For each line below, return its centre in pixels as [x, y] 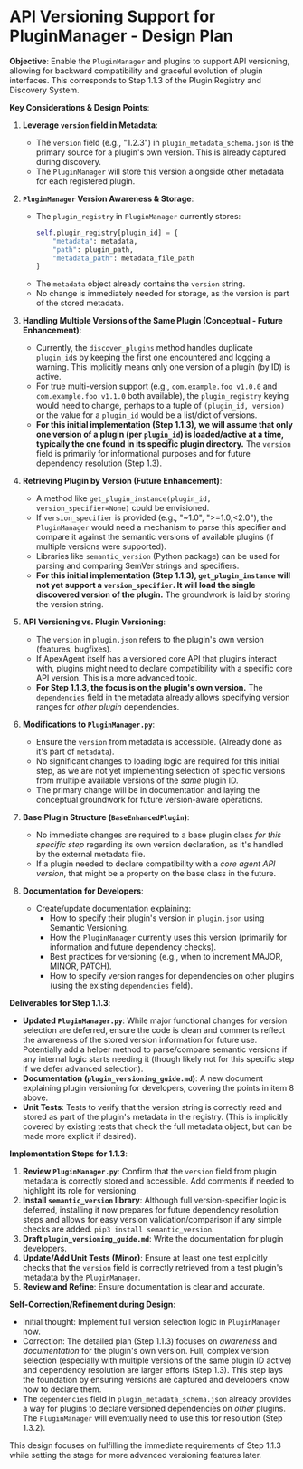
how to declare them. [62, 1389]
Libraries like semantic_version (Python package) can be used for [158, 556]
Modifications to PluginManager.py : [89, 725]
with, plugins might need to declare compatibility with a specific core [164, 669]
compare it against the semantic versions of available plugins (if [155, 537]
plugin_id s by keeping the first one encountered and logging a [153, 358]
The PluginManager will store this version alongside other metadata [160, 171]
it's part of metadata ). [75, 752]
